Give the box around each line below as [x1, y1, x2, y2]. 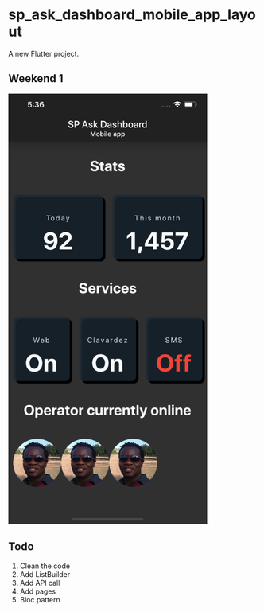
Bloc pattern [19, 594, 61, 604]
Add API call [19, 578, 60, 587]
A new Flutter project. [8, 49, 80, 58]
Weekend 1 [8, 72, 64, 85]
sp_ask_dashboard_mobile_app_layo [8, 6, 256, 24]
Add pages [19, 587, 56, 596]
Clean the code [19, 561, 70, 571]
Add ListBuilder [19, 569, 71, 579]
